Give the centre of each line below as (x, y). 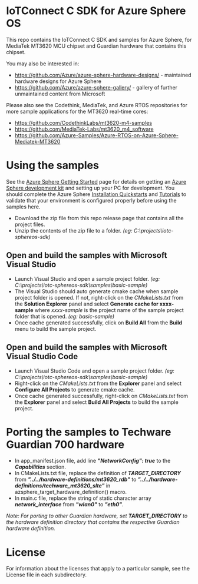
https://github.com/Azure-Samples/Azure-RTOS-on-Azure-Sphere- (96, 135)
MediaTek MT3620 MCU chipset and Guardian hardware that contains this (96, 46)
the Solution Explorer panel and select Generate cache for (87, 304)
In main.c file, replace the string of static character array (83, 498)
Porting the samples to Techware (89, 432)
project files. (30, 224)
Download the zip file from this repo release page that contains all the (99, 218)
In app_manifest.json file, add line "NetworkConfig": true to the (93, 461)
